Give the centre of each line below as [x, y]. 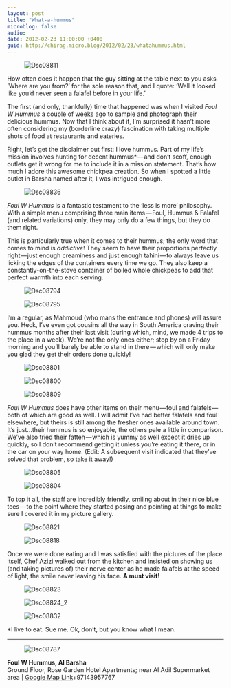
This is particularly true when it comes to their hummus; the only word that [113, 241]
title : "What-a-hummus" [41, 20]
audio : [16, 33]
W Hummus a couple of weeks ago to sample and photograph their [102, 114]
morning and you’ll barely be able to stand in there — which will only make [111, 347]
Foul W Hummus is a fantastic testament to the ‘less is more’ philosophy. [110, 205]
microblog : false [32, 26]
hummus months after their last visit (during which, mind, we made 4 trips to [115, 332]
